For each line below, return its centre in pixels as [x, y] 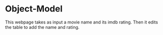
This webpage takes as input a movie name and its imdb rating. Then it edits [81, 22]
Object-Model [34, 9]
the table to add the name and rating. [42, 27]
